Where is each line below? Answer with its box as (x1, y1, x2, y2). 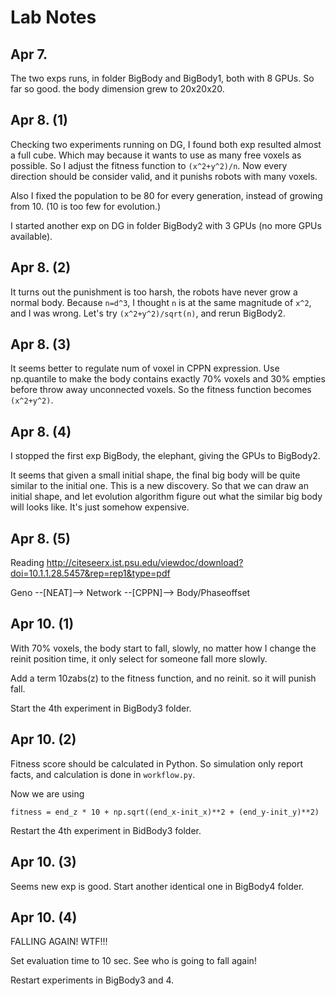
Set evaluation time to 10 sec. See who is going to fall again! (10, 955, 257, 967)
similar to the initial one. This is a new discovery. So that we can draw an (10, 480, 309, 492)
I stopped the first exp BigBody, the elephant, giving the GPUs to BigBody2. (10, 450, 321, 462)
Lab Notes (10, 6, 97, 29)
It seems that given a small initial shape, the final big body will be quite (10, 469, 301, 481)
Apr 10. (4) (10, 909, 78, 926)
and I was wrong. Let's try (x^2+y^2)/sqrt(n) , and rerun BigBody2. (10, 307, 286, 319)
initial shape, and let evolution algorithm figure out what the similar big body (10, 491, 323, 503)
